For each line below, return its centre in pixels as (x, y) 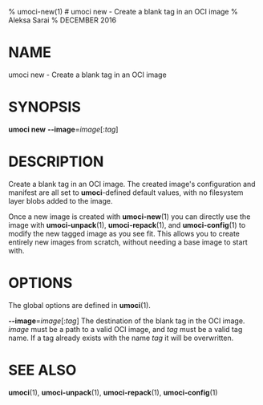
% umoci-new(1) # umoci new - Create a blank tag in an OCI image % (123, 12)
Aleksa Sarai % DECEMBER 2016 (63, 20)
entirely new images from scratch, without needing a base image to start (128, 242)
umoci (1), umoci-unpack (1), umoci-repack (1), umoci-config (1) (113, 392)
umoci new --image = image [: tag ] (63, 129)
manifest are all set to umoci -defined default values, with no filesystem (126, 192)
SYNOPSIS (45, 107)
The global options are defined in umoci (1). (79, 305)
